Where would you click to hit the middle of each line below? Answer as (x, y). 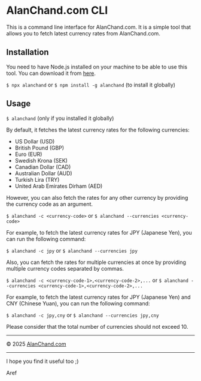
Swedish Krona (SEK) (41, 160)
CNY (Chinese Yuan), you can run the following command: (78, 303)
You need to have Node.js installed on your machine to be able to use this (97, 67)
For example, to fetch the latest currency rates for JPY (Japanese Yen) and (98, 297)
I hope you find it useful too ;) (42, 361)
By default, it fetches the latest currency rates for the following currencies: (98, 130)
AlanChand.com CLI (57, 10)
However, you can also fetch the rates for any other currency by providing (97, 197)
